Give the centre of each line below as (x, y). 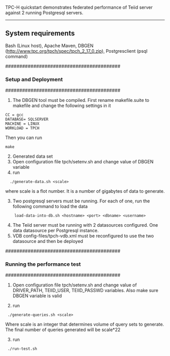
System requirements (40, 33)
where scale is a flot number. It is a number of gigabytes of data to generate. (85, 191)
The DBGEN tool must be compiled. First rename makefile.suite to (81, 100)
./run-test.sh (22, 349)
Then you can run (24, 138)
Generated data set (33, 156)
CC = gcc (14, 115)
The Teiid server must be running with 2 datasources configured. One (85, 225)
